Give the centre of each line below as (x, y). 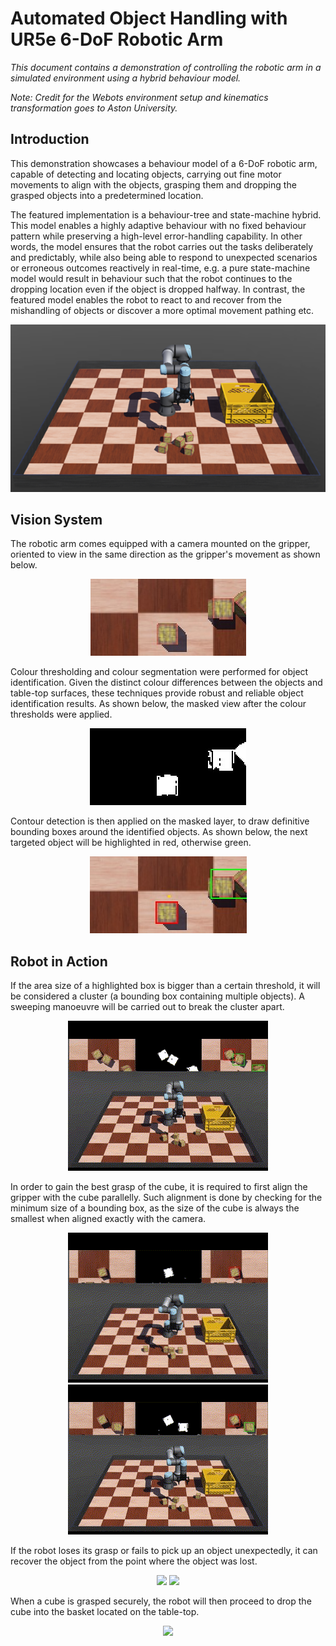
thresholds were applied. (61, 714)
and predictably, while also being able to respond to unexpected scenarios (164, 257)
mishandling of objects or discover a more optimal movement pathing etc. (162, 310)
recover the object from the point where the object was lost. (134, 1561)
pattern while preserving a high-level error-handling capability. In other (156, 236)
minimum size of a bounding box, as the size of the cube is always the (155, 1208)
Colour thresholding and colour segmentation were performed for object (159, 672)
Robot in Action (59, 961)
